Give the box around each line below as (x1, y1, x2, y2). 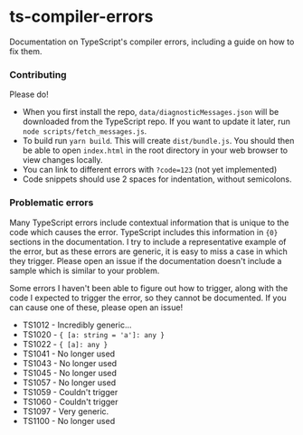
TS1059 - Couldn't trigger (22, 386, 118, 397)
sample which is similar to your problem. (9, 265, 160, 276)
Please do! (9, 89, 49, 100)
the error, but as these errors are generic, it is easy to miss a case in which (9, 246, 288, 257)
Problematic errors (9, 196, 94, 209)
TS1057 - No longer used (22, 377, 117, 388)
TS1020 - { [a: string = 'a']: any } (22, 328, 166, 340)
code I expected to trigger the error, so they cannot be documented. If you (9, 292, 287, 303)
